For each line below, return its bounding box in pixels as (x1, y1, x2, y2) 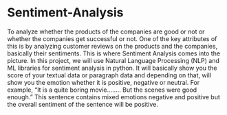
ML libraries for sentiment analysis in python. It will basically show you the (7, 64, 218, 72)
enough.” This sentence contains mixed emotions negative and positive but (7, 92, 220, 101)
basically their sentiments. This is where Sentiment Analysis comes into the (7, 49, 221, 57)
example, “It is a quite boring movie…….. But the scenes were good (7, 86, 197, 94)
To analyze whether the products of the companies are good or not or (7, 27, 205, 36)
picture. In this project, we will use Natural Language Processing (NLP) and (7, 56, 220, 64)
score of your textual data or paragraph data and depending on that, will (7, 71, 212, 79)
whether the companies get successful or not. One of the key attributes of (7, 34, 217, 42)
